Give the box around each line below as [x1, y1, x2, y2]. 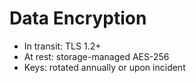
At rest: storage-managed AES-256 [23, 50, 170, 62]
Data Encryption [9, 7, 147, 30]
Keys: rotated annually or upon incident [23, 61, 186, 73]
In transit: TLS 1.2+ [23, 40, 102, 52]
